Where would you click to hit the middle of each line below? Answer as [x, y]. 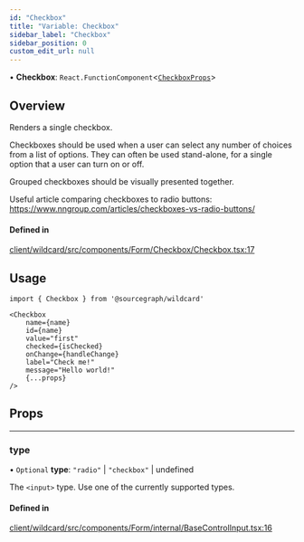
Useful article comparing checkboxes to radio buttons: [111, 199]
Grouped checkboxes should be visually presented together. [122, 181]
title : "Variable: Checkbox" [64, 26]
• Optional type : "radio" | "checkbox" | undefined [102, 470]
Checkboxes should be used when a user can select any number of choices [151, 145]
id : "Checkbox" [38, 18]
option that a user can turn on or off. [77, 164]
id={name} [44, 330]
